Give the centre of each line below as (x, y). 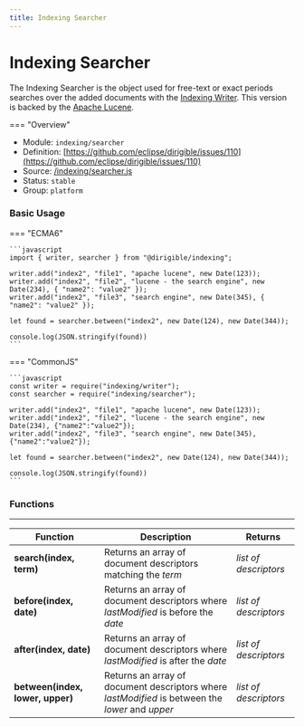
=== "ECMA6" (36, 233)
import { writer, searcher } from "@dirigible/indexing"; (121, 258)
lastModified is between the (163, 698)
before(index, (44, 601)
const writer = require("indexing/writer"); (95, 386)
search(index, (44, 558)
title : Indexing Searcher (58, 18)
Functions (32, 503)
